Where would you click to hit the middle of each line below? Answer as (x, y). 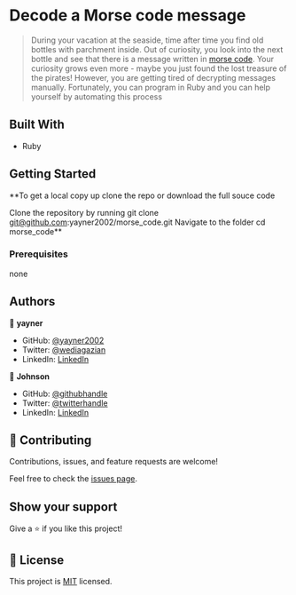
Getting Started (53, 174)
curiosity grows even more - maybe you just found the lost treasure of (159, 68)
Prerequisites (39, 254)
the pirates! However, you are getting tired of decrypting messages (153, 77)
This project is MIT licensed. (61, 582)
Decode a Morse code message (128, 16)
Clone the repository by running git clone (84, 212)
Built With (37, 125)
